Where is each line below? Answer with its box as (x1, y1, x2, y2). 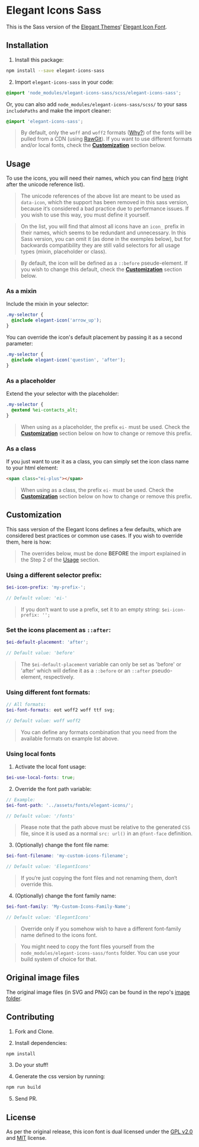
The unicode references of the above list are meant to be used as (20, 192, 181, 199)
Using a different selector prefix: (6, 571, 102, 579)
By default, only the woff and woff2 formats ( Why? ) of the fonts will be (20, 129, 192, 136)
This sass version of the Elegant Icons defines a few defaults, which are (6, 526, 182, 533)
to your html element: (6, 464, 58, 471)
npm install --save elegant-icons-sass (6, 68, 105, 74)
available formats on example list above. (20, 735, 119, 742)
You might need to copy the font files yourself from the (20, 943, 155, 950)
